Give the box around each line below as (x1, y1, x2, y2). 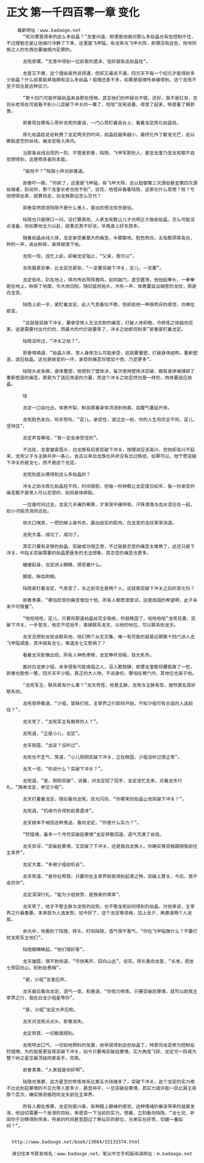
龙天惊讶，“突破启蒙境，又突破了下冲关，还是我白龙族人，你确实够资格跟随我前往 (22, 843, 198, 849)
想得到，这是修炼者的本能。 (10, 156, 70, 162)
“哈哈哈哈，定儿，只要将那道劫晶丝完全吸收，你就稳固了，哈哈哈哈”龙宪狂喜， (22, 615, 192, 622)
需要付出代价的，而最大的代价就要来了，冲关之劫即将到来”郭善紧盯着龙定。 (24, 326, 186, 332)
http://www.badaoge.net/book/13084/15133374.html (12, 1139, 140, 1145)
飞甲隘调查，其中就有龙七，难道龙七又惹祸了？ (6, 640, 107, 646)
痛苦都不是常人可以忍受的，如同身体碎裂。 (6, 489, 97, 496)
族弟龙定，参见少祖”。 (18, 784, 67, 790)
